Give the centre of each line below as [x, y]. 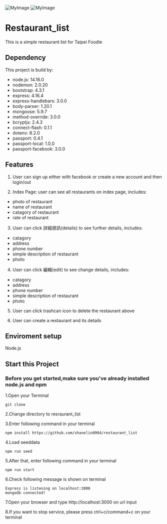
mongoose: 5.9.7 [30, 111]
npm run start [20, 470]
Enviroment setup [33, 336]
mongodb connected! [25, 493]
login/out [22, 182]
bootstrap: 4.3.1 [28, 90]
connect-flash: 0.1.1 [32, 127]
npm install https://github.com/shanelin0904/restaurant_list [71, 433]
